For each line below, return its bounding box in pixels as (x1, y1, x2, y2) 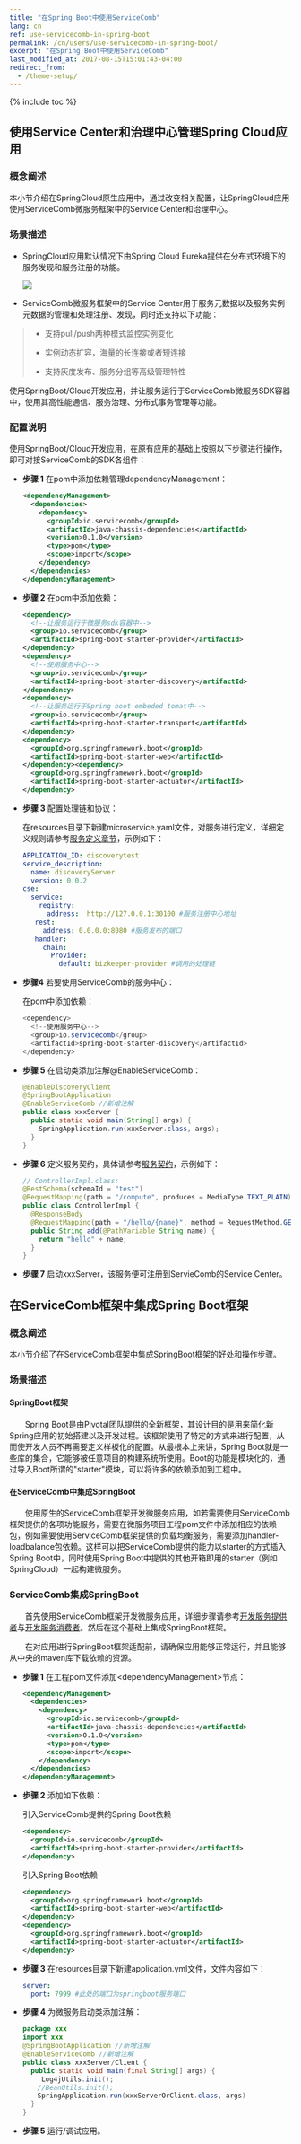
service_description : (21, 859, 103, 868)
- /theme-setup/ (17, 72, 78, 81)
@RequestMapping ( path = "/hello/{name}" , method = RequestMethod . (30, 1217, 284, 1226)
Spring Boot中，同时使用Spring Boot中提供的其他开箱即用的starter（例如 (9, 1552, 278, 1563)
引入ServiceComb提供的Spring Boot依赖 (21, 1809, 172, 1820)
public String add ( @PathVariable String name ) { (30, 1226, 216, 1235)
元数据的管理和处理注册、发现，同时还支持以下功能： (21, 309, 219, 320)
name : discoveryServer (30, 867, 116, 876)
